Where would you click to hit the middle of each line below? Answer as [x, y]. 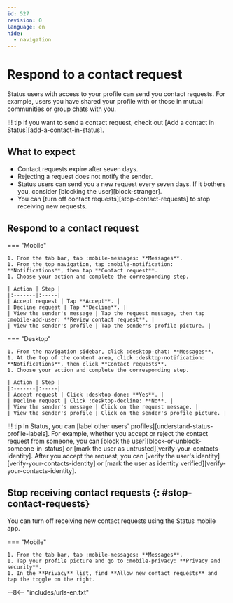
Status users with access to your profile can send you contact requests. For [116, 94]
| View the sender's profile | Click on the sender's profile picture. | [117, 413]
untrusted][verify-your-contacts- [173, 448]
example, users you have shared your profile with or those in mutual [105, 102]
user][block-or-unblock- [167, 441]
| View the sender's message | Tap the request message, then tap [106, 313]
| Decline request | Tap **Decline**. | [67, 307]
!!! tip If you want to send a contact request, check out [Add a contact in [111, 123]
